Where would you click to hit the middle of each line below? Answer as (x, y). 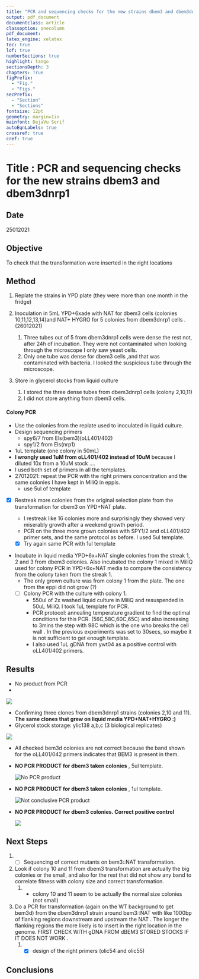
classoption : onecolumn (36, 28)
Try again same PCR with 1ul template (69, 543)
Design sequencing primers (49, 432)
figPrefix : (20, 78)
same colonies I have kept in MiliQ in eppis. (67, 482)
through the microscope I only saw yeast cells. (80, 350)
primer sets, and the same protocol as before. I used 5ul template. (104, 537)
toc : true (18, 45)
